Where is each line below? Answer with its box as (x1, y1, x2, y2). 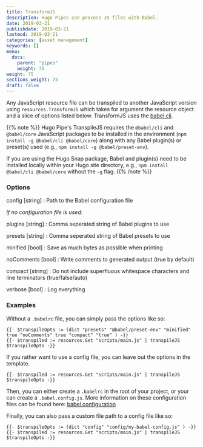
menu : (6, 49, 20, 55)
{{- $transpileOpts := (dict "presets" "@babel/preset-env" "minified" (6, 327, 191, 333)
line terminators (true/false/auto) (6, 274, 88, 282)
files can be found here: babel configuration (6, 400, 116, 407)
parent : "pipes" (17, 60, 59, 66)
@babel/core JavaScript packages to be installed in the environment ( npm (6, 130, 187, 137)
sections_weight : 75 (6, 77, 59, 83)
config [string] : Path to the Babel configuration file (6, 197, 133, 204)
